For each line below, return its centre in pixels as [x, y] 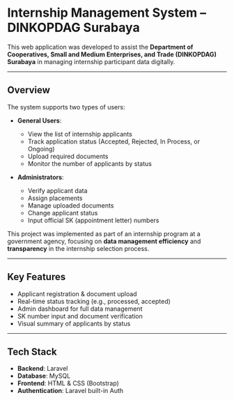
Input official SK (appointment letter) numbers [93, 220]
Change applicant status [63, 213]
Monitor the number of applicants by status [89, 163]
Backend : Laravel [42, 369]
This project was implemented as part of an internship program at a [104, 233]
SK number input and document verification [80, 316]
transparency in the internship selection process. [78, 248]
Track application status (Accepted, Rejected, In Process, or [114, 141]
